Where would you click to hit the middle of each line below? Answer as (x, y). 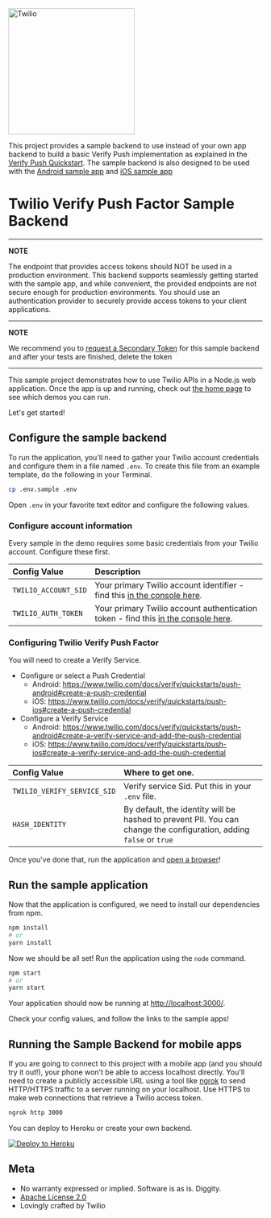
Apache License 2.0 (53, 1197)
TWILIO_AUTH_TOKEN (48, 613)
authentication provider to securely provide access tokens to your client (128, 301)
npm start (25, 973)
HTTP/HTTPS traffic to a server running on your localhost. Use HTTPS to (129, 1089)
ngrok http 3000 (35, 1113)
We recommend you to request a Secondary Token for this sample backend (134, 348)
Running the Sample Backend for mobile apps (125, 1044)
